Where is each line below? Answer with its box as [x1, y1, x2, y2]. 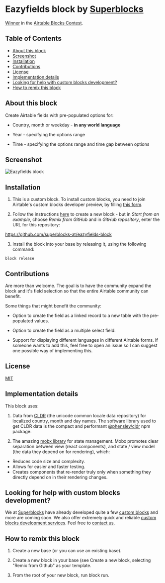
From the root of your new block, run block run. [12, 572, 109, 578]
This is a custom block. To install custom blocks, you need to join [12, 196, 146, 202]
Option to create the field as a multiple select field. [12, 327, 116, 333]
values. [34, 318, 49, 324]
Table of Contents [5, 34, 62, 43]
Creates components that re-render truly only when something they [12, 469, 151, 475]
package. [12, 428, 32, 434]
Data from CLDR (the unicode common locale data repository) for [12, 412, 147, 418]
